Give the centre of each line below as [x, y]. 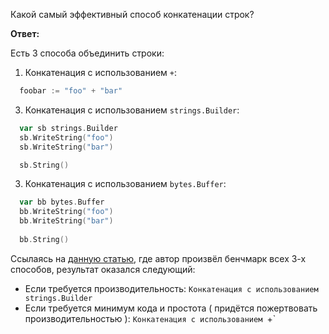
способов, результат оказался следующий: [103, 269]
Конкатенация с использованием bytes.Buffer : [125, 184]
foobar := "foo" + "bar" [71, 91]
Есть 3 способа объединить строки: [87, 53]
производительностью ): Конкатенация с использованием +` [150, 318]
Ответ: [25, 33]
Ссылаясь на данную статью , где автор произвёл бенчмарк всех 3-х [158, 258]
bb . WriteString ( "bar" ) [66, 221]
